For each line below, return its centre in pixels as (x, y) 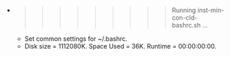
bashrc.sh (186, 25)
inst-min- (211, 10)
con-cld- (185, 18)
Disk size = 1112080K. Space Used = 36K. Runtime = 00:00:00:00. (120, 46)
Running (184, 10)
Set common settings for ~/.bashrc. (76, 39)
